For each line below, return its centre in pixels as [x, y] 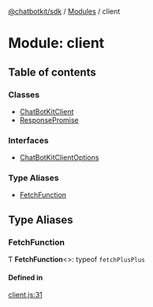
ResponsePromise [49, 120]
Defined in [26, 277]
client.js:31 [25, 295]
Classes [24, 94]
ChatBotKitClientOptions [59, 157]
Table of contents [52, 72]
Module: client [56, 43]
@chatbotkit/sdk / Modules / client [64, 11]
